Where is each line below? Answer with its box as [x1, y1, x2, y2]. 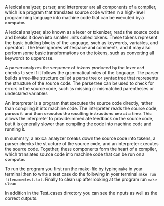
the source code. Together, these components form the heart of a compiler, [5, 146, 158, 152]
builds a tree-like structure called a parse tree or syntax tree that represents [5, 75, 158, 81]
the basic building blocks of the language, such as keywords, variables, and [5, 40, 158, 46]
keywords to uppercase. [5, 55, 54, 61]
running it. [5, 126, 26, 132]
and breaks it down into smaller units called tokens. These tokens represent [5, 34, 158, 40]
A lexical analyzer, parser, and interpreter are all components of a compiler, [5, 4, 157, 10]
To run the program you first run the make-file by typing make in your [5, 166, 143, 172]
